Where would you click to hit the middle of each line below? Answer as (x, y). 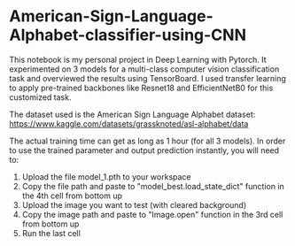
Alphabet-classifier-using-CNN (128, 35)
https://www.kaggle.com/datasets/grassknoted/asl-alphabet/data (129, 123)
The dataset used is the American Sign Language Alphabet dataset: (132, 114)
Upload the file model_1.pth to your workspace (106, 177)
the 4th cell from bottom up (72, 196)
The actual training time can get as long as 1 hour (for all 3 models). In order (147, 141)
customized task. (40, 97)
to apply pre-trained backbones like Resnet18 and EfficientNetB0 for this (141, 88)
